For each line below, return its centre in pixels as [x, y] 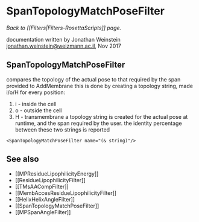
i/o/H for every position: [36, 92]
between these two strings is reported [62, 129]
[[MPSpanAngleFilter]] [43, 212]
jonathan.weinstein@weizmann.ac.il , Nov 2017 [64, 46]
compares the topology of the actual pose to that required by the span [93, 79]
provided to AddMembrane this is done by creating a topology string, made [99, 86]
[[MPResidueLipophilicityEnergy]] [57, 174]
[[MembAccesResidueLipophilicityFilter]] [65, 193]
